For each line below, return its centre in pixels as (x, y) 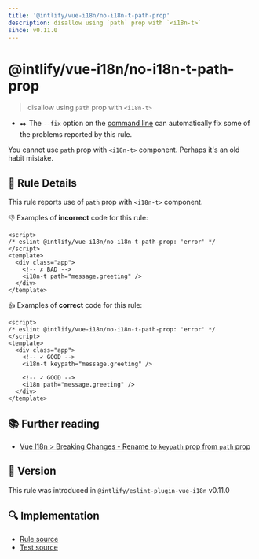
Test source (39, 547)
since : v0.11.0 (33, 30)
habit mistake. (31, 158)
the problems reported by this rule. (76, 135)
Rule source (39, 539)
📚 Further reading (54, 423)
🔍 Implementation (54, 516)
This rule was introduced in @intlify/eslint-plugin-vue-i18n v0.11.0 (119, 490)
